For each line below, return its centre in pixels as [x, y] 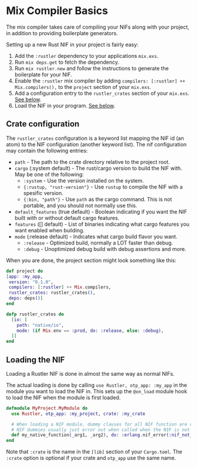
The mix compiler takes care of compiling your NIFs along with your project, [98, 27]
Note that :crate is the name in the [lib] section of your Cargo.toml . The [94, 452]
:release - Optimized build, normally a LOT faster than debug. [98, 243]
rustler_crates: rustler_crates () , [52, 293]
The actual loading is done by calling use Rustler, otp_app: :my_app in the [97, 385]
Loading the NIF [35, 360]
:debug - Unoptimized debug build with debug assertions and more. [105, 249]
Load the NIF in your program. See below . [65, 105]
